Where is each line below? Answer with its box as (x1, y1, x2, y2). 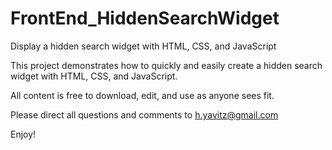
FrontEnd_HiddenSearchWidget (10, 7, 280, 30)
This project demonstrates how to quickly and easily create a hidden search (10, 59, 323, 71)
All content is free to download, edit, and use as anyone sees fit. (10, 89, 275, 101)
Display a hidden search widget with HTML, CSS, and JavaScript (10, 40, 277, 52)
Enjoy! (10, 128, 37, 140)
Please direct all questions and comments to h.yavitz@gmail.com (10, 108, 279, 121)
